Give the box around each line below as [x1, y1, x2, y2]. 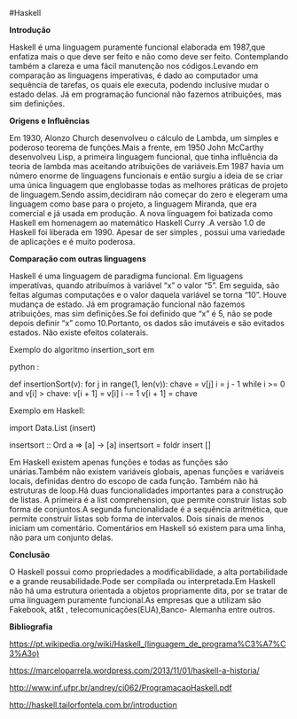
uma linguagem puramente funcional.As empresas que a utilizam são [9, 595, 262, 606]
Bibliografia [9, 621, 53, 632]
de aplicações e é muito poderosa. [9, 237, 136, 246]
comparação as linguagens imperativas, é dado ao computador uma [9, 70, 259, 81]
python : [9, 362, 40, 371]
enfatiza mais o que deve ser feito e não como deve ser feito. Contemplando [9, 51, 289, 61]
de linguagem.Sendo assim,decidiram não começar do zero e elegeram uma [9, 190, 288, 199]
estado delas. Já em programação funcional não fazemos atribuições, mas [9, 89, 282, 99]
